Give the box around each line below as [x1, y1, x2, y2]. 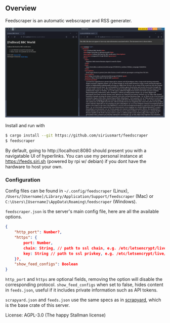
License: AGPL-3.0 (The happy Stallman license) [5, 312, 106, 318]
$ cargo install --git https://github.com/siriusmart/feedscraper [5, 133, 148, 138]
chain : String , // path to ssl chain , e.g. [23, 245, 116, 250]
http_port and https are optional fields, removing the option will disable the [5, 276, 163, 282]
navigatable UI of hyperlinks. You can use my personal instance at [5, 153, 143, 159]
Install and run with [5, 123, 45, 129]
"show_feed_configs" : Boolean [14, 262, 78, 267]
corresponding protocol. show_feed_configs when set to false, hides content [5, 281, 163, 288]
